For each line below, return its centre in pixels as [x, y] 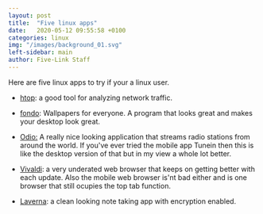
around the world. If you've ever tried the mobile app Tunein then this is [137, 145]
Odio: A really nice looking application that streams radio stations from [135, 136]
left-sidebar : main [41, 52]
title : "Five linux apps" [53, 23]
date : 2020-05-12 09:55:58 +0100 [67, 30]
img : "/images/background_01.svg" [66, 45]
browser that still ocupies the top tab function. [95, 185]
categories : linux [39, 38]
